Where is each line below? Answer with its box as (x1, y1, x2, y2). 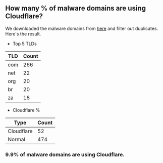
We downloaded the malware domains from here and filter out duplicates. (5, 25, 158, 31)
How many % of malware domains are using (5, 4, 146, 13)
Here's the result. (5, 30, 41, 37)
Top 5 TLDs (12, 40, 37, 47)
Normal (8, 136, 25, 143)
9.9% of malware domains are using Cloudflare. (5, 151, 125, 158)
